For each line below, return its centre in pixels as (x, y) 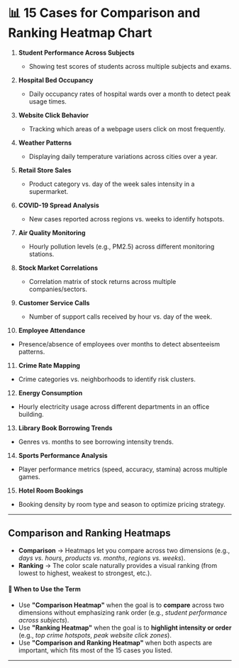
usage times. (48, 101)
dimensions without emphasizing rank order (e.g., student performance (123, 612)
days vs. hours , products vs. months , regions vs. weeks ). (102, 558)
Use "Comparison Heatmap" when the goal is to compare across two (121, 605)
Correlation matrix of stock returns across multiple (102, 281)
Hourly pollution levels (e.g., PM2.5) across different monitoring (122, 246)
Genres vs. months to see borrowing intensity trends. (96, 442)
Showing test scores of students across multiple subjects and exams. (130, 66)
